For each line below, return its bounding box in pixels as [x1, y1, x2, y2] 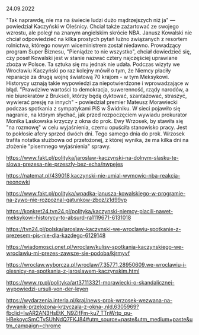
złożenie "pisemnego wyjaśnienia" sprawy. [6, 143, 111, 150]
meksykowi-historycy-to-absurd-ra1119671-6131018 [6, 214, 131, 221]
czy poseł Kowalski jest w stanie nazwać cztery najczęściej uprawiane [6, 55, 178, 61]
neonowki [6, 178, 30, 185]
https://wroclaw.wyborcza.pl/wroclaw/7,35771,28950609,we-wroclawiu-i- [6, 261, 187, 268]
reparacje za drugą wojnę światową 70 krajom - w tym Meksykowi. [6, 74, 169, 80]
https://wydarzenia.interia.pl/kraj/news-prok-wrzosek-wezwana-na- [6, 297, 173, 304]
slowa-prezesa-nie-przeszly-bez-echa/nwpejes [6, 160, 123, 167]
